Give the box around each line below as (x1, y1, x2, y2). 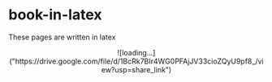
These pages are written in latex (8, 32, 116, 42)
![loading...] (117, 47, 156, 57)
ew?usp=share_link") (101, 64, 172, 74)
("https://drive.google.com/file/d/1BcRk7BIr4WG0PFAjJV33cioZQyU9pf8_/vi (9, 56, 264, 66)
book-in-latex (8, 6, 103, 24)
